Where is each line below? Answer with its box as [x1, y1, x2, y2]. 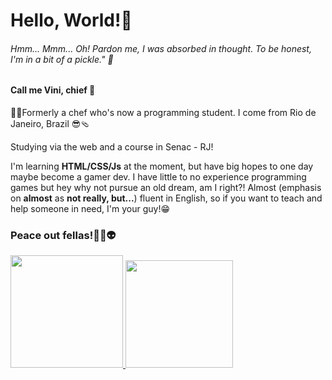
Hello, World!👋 [10, 9, 133, 32]
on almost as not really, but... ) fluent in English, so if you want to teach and [10, 192, 323, 204]
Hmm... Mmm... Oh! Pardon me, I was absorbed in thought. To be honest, [10, 42, 312, 54]
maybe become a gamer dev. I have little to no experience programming [10, 171, 307, 183]
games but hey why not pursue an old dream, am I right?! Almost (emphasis [10, 182, 322, 193]
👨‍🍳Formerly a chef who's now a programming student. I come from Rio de [10, 107, 317, 118]
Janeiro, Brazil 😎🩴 [10, 118, 90, 129]
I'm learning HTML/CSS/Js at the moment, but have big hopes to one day [10, 160, 314, 172]
